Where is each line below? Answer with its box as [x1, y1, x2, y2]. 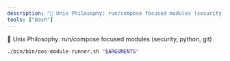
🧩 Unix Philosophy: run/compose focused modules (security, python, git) [7, 35, 212, 43]
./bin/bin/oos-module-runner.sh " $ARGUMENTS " [7, 48, 139, 55]
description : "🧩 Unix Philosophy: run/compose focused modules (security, [7, 9, 225, 17]
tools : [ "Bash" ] [7, 16, 53, 23]
